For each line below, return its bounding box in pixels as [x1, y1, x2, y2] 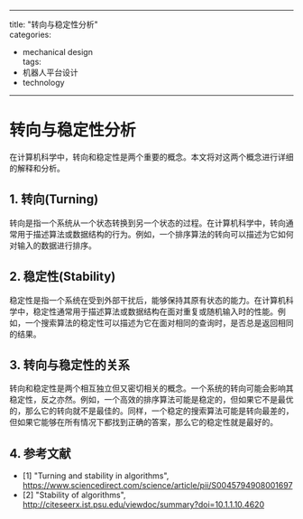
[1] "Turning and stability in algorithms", [22, 470, 170, 481]
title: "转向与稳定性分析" [9, 19, 99, 30]
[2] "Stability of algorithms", [22, 489, 126, 501]
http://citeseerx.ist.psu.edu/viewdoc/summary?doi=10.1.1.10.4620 [22, 499, 264, 510]
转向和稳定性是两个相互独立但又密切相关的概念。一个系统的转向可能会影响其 [9, 383, 294, 394]
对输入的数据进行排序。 [9, 240, 96, 251]
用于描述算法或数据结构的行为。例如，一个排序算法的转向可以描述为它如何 [16, 228, 294, 239]
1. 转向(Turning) [9, 191, 99, 208]
